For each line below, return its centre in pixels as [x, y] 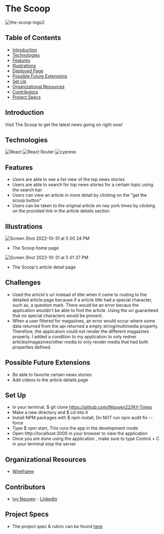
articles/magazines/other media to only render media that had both [80, 342]
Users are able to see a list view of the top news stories [68, 179]
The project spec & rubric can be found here [57, 526]
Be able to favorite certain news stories [52, 374]
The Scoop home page [35, 248]
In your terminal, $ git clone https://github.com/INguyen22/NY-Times [82, 407]
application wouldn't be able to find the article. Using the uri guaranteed [85, 310]
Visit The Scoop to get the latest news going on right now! [64, 125]
